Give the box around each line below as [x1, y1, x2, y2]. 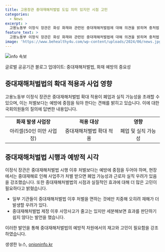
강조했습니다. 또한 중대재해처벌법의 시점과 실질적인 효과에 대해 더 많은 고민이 [10, 179, 157, 185]
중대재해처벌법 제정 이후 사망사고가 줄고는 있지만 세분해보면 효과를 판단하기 [12, 208, 157, 214]
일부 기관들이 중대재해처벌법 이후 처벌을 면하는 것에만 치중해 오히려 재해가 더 [12, 196, 160, 202]
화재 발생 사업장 [16, 118, 51, 125]
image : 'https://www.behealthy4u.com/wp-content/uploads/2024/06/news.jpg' [5, 39, 164, 44]
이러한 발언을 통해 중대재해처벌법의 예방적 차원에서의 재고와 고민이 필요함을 [5, 225, 150, 231]
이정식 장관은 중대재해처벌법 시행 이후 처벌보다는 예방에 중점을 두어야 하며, [5, 167, 148, 173]
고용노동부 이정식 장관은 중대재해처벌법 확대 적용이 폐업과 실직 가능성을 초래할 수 [5, 94, 160, 99]
